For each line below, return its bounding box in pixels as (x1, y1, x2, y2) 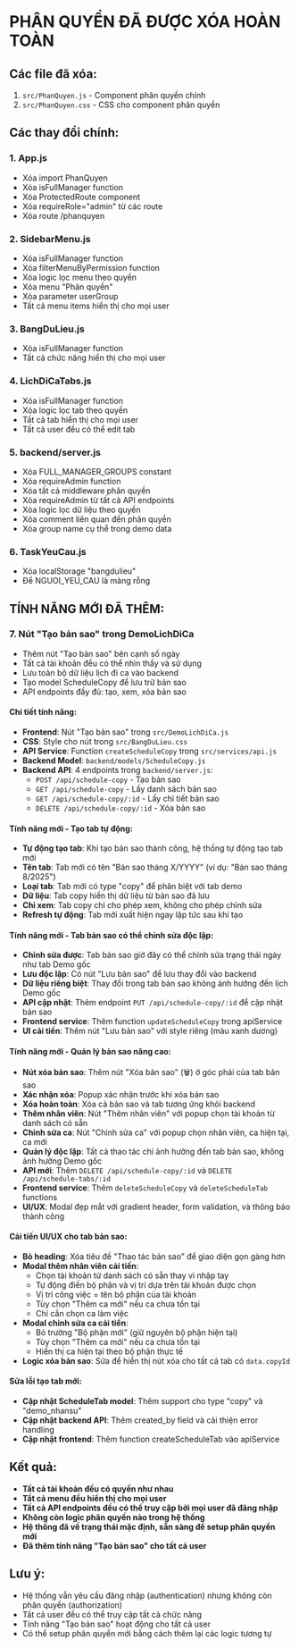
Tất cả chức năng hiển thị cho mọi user (21, 352, 166, 364)
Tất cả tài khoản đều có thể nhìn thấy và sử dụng (21, 658, 203, 668)
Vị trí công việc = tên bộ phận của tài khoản (35, 1289, 196, 1299)
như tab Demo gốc (21, 959, 91, 970)
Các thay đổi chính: (9, 125, 120, 140)
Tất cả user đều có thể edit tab (21, 424, 136, 434)
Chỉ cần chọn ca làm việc (35, 1307, 129, 1318)
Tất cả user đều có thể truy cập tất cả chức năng (21, 1609, 203, 1619)
